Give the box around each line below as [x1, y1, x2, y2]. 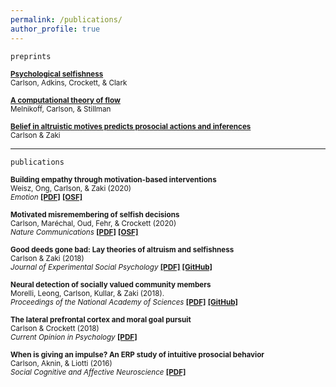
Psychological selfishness [10, 69, 104, 79]
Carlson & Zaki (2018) [10, 253, 85, 263]
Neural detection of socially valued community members [10, 279, 212, 290]
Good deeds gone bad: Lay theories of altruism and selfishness [10, 244, 235, 255]
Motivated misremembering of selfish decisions [10, 209, 180, 220]
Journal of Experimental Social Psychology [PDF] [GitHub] [10, 262, 213, 272]
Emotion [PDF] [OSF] [10, 192, 83, 202]
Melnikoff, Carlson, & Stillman [10, 104, 112, 114]
